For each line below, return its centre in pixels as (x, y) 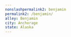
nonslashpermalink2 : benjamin (36, 9)
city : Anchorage (21, 23)
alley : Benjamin (21, 18)
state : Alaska (19, 27)
